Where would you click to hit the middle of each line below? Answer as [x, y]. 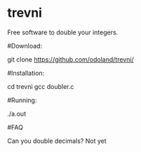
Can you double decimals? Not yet [57, 141]
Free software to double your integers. [63, 32]
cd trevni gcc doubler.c [41, 86]
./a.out [17, 113]
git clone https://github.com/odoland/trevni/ [71, 59]
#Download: [25, 46]
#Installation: [26, 73]
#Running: [22, 100]
